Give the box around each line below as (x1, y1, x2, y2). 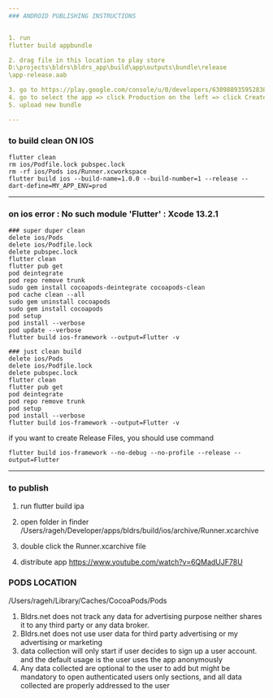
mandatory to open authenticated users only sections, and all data (19, 672, 242, 682)
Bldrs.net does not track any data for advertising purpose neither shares (19, 611, 262, 621)
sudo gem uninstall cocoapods (8, 298, 111, 306)
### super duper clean (8, 227, 85, 235)
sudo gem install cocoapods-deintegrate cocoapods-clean (8, 284, 206, 292)
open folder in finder (19, 517, 89, 526)
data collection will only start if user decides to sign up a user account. (19, 646, 258, 656)
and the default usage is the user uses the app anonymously (19, 654, 223, 664)
